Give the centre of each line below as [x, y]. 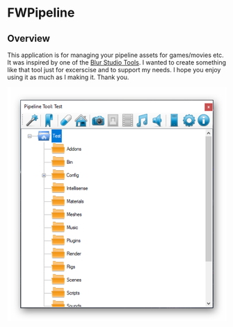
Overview [29, 39]
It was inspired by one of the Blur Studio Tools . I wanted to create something [117, 62]
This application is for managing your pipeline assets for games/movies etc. [115, 55]
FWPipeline [41, 13]
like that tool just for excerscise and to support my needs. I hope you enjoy [114, 70]
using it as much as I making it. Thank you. [68, 77]
